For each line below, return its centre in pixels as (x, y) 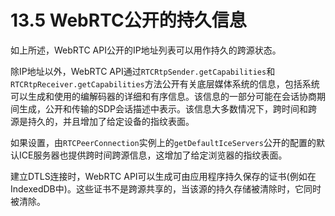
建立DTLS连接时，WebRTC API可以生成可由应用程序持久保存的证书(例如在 (163, 176)
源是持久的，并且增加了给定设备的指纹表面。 (102, 121)
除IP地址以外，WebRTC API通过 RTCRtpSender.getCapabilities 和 (143, 71)
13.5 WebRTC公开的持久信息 (128, 20)
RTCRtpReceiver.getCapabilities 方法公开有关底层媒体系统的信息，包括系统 (165, 83)
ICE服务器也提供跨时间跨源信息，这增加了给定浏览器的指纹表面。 (153, 155)
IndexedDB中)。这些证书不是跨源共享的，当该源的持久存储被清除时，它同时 (166, 188)
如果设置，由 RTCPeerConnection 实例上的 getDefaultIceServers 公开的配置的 (163, 142)
